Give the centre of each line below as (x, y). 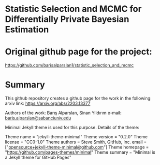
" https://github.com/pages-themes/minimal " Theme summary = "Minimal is (80, 152)
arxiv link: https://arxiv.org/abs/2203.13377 (48, 103)
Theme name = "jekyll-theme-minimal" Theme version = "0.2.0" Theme (76, 137)
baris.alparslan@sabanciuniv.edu (38, 118)
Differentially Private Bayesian (67, 19)
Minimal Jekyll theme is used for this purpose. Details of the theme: (72, 128)
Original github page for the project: (79, 52)
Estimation (27, 30)
